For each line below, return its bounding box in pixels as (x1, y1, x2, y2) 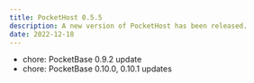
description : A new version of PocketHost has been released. (9, 21, 248, 30)
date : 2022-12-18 (9, 29, 75, 38)
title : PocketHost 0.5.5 (9, 12, 103, 22)
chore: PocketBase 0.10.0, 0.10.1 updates (22, 63, 173, 74)
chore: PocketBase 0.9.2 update (22, 54, 142, 65)
